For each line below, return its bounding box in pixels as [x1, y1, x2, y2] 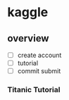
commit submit [17, 67, 61, 75]
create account [17, 51, 62, 59]
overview [7, 32, 49, 44]
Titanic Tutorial [7, 85, 61, 95]
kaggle [7, 4, 49, 20]
